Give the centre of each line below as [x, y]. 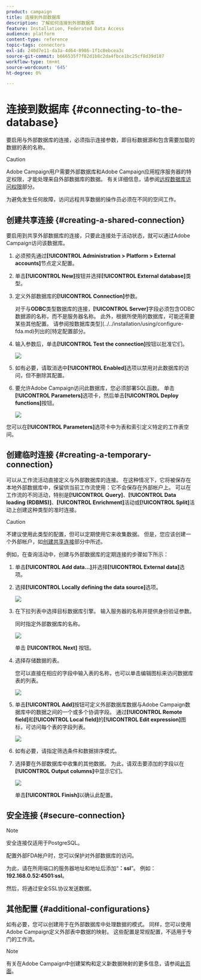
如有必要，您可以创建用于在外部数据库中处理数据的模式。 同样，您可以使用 [99, 924]
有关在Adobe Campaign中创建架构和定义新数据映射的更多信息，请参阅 [93, 964]
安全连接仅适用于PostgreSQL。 [45, 842]
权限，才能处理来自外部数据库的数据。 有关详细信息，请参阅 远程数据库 [98, 179]
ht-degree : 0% [24, 73]
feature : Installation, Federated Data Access [65, 28]
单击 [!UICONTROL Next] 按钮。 [54, 648]
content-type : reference [37, 39]
